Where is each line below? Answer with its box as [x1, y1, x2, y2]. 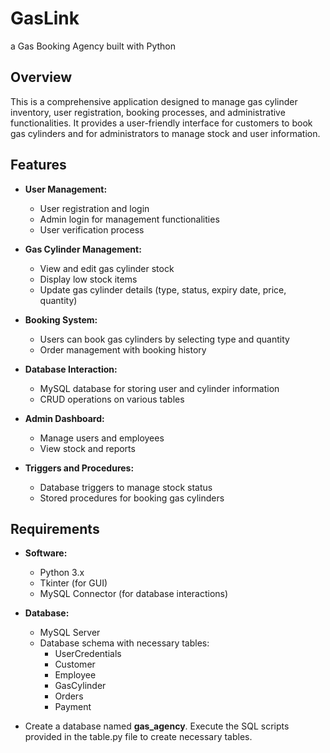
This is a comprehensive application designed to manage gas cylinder [10, 95, 298, 107]
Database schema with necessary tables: [39, 637, 210, 649]
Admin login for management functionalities [39, 213, 220, 225]
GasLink [10, 7, 80, 30]
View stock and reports [39, 442, 136, 454]
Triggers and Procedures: [24, 462, 135, 474]
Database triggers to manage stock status [39, 481, 213, 493]
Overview [10, 69, 73, 86]
